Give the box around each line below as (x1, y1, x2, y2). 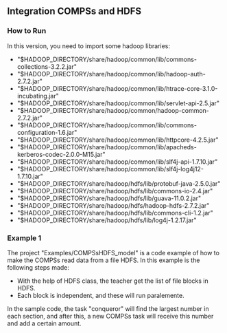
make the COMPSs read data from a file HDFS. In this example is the (7, 256, 200, 264)
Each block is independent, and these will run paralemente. (16, 291, 185, 299)
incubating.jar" (16, 92, 60, 100)
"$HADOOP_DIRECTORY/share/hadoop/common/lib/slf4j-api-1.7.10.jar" (16, 158, 218, 166)
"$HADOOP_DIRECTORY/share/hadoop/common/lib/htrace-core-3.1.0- (16, 84, 218, 92)
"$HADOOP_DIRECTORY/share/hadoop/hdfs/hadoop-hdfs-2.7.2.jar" (16, 201, 210, 209)
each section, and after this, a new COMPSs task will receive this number (7, 312, 214, 320)
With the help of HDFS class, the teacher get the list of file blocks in (16, 277, 209, 285)
